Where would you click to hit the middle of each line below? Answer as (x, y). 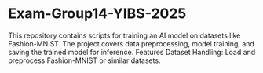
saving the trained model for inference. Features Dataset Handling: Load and (132, 52)
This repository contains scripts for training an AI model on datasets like (124, 35)
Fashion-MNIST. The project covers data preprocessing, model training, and (131, 43)
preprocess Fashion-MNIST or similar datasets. (84, 60)
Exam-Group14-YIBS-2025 (97, 14)
